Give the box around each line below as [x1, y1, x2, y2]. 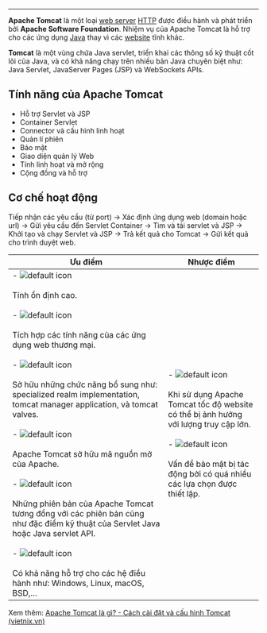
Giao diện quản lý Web [19, 151, 95, 160]
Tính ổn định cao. [12, 289, 78, 300]
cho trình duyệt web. [8, 237, 76, 247]
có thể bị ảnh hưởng [168, 408, 242, 419]
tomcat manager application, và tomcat [12, 399, 159, 410]
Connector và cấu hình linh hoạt [19, 125, 125, 135]
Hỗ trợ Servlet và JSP [19, 109, 91, 118]
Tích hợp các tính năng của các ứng [12, 329, 147, 340]
